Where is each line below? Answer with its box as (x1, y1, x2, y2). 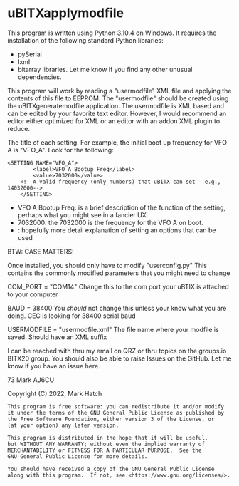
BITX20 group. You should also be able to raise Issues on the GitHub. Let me (7, 354, 232, 363)
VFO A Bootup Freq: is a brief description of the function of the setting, (17, 203, 226, 212)
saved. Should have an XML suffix (7, 333, 107, 341)
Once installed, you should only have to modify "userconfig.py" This (7, 261, 208, 269)
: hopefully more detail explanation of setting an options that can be (17, 226, 216, 234)
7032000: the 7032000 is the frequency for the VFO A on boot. (17, 218, 204, 227)
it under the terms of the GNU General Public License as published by (7, 409, 224, 416)
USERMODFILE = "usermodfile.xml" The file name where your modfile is (7, 325, 219, 334)
